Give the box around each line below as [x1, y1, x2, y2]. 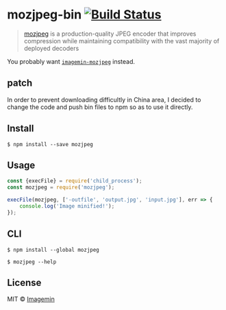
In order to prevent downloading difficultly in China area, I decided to [7, 95, 201, 104]
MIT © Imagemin [7, 295, 55, 303]
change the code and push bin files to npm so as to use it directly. [7, 103, 193, 111]
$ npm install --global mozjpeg [7, 246, 99, 253]
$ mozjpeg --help [7, 258, 57, 265]
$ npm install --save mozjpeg [7, 141, 94, 147]
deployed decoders [23, 44, 79, 52]
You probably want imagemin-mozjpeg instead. [7, 57, 136, 65]
